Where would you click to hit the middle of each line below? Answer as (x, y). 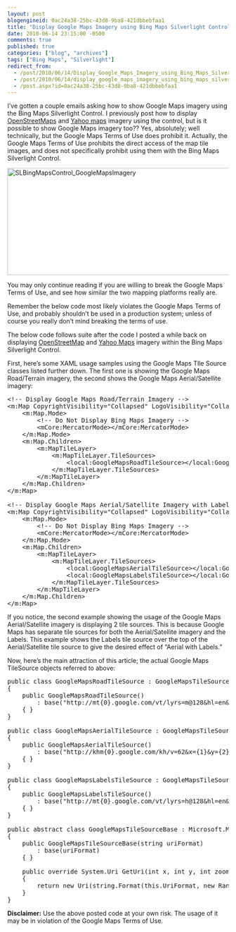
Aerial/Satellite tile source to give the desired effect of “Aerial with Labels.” (115, 647)
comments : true (29, 40)
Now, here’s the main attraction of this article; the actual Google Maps (108, 661)
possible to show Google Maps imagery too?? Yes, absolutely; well (104, 128)
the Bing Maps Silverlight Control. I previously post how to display (103, 113)
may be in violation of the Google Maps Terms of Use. (85, 921)
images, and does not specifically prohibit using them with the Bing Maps (113, 151)
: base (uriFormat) (68, 851)
